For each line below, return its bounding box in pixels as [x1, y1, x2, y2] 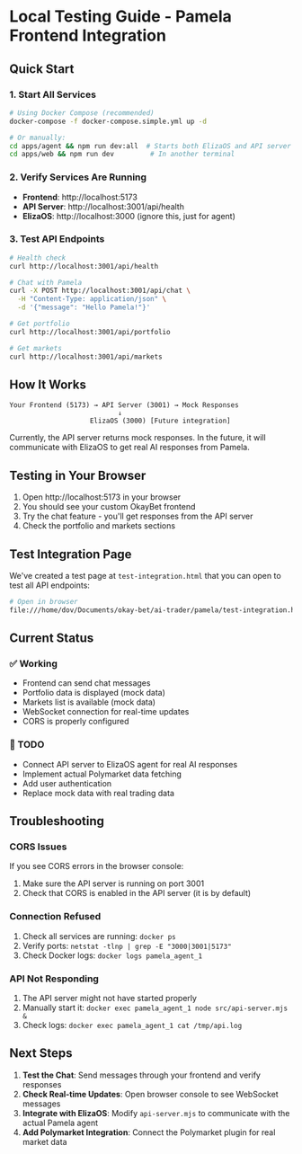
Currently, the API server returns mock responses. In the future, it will [9, 432, 267, 443]
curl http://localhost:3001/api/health [9, 262, 159, 271]
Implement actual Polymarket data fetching [22, 768, 182, 779]
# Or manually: [9, 133, 67, 142]
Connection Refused [9, 910, 102, 923]
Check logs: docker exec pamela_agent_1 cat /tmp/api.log [22, 1020, 243, 1031]
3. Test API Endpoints [9, 233, 105, 245]
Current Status [9, 631, 94, 646]
